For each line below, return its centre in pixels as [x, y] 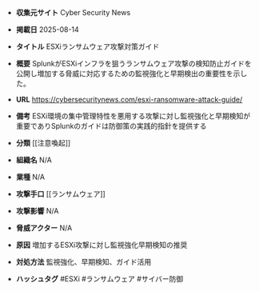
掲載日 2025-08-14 [48, 30]
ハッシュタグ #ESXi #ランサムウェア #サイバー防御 [100, 279]
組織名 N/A [34, 160]
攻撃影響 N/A [37, 211]
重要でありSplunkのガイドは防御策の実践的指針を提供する [111, 126]
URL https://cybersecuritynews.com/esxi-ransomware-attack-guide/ [129, 100]
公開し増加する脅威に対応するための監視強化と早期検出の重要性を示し [131, 74]
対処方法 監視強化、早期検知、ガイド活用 [84, 262]
